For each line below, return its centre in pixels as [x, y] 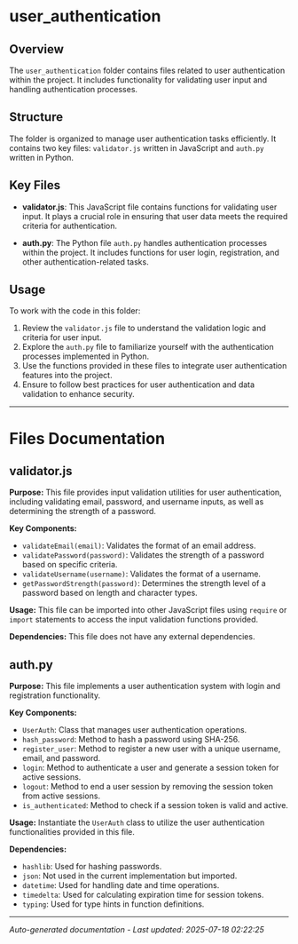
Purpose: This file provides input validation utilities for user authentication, [145, 492]
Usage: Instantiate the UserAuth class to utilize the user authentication [137, 822]
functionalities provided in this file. [72, 832]
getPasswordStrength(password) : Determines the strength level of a [144, 583]
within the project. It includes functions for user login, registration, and [150, 252]
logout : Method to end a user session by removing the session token [147, 787]
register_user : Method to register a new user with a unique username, [151, 749]
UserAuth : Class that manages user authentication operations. [134, 730]
